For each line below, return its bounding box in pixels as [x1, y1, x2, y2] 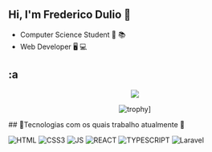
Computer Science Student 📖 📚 [19, 30, 126, 39]
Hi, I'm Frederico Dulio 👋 [8, 8, 131, 22]
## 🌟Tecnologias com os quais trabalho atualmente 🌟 [8, 119, 185, 129]
